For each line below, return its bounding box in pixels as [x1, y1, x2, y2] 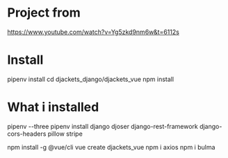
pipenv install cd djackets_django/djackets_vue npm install [7, 75, 174, 83]
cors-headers [7, 130, 47, 138]
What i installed [7, 99, 99, 115]
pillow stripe [47, 130, 83, 138]
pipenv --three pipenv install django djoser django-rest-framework [7, 122, 198, 130]
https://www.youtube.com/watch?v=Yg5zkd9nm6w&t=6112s [7, 28, 179, 36]
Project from [7, 5, 81, 21]
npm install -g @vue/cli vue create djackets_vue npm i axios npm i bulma [7, 143, 215, 151]
